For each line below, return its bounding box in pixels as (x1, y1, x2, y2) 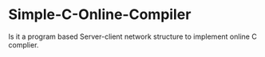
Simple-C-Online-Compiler (8, 6, 192, 24)
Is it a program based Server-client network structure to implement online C (8, 32, 257, 41)
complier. (8, 40, 39, 49)
